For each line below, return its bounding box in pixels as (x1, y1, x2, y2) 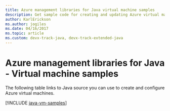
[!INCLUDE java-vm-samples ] (5, 99, 67, 106)
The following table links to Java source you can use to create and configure (5, 84, 165, 91)
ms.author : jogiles (5, 21, 47, 27)
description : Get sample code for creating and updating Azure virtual (5, 12, 159, 17)
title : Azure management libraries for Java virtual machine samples (5, 7, 155, 13)
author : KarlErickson (5, 17, 51, 22)
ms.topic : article (5, 31, 44, 36)
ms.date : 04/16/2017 (5, 26, 49, 31)
